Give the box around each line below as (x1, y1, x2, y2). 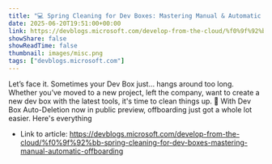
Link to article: (19, 128, 68, 138)
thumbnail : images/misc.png (8, 49, 104, 57)
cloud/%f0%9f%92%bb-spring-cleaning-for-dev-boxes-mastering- (19, 137, 249, 147)
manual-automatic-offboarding (19, 146, 124, 156)
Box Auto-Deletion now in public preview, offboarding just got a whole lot (8, 104, 253, 114)
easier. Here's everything (8, 113, 92, 123)
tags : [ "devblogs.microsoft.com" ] (8, 57, 125, 65)
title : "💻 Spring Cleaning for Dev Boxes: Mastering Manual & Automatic (8, 11, 261, 20)
